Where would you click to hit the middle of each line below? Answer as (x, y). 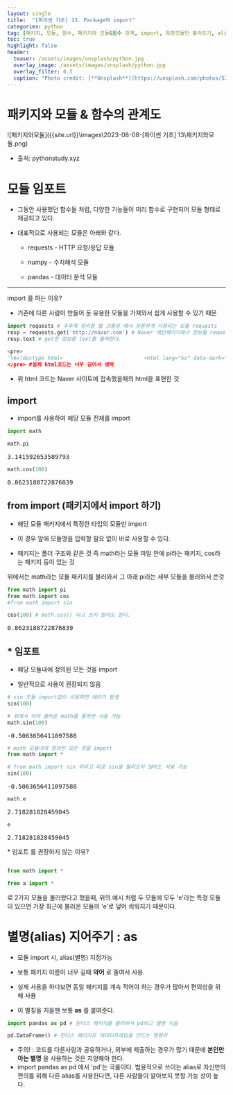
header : (18, 53)
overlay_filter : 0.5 (43, 71)
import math (24, 431)
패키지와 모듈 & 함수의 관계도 (84, 114)
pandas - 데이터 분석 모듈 (63, 277)
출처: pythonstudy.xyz (48, 158)
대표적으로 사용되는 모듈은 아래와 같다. (69, 233)
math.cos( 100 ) (28, 470)
